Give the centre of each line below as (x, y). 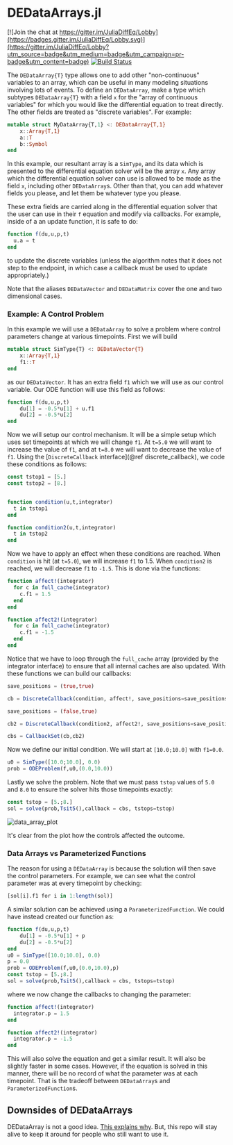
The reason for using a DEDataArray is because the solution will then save (112, 868)
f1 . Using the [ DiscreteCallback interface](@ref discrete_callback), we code (116, 457)
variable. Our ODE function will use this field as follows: (86, 389)
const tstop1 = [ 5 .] (37, 477)
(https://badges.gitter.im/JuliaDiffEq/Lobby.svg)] (76, 39)
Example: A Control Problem (55, 314)
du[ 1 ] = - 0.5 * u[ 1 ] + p (52, 936)
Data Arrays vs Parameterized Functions (77, 853)
